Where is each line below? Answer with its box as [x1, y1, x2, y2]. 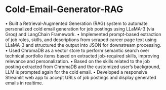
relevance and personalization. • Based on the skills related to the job [5, 58, 150, 64]
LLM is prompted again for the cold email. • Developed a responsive [5, 69, 148, 75]
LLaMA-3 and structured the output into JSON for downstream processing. [5, 42, 161, 48]
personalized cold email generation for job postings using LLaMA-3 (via [5, 25, 154, 32]
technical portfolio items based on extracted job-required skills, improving [5, 52, 159, 59]
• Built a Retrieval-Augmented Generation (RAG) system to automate [5, 20, 148, 26]
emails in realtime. [5, 80, 44, 86]
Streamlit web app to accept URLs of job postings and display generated [5, 74, 156, 80]
